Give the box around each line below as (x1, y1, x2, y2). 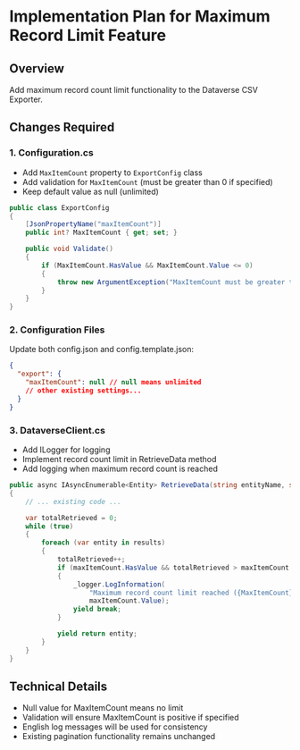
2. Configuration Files (9, 324, 105, 336)
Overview (9, 61, 65, 76)
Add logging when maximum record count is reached (21, 463, 219, 475)
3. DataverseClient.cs (9, 424, 105, 436)
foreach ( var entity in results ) (41, 538, 166, 547)
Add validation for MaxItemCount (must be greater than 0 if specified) (21, 176, 274, 187)
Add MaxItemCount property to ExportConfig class (21, 167, 203, 178)
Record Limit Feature (9, 25, 167, 46)
